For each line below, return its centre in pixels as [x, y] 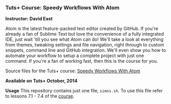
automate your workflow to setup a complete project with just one [75, 56]
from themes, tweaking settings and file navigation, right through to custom [85, 45]
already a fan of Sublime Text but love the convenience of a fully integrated [84, 34]
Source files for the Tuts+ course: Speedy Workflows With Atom [73, 71]
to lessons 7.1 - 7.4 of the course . [40, 96]
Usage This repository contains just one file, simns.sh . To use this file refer [84, 91]
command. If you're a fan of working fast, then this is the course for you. [82, 61]
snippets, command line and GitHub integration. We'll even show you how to [86, 50]
